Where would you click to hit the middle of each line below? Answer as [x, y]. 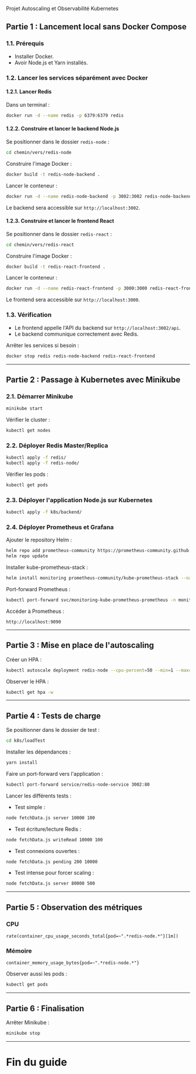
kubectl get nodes [28, 431]
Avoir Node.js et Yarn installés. [51, 62]
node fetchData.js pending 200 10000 [52, 862]
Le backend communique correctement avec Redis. [76, 334]
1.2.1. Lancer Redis [29, 92]
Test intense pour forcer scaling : [54, 873]
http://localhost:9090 [34, 622]
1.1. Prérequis [25, 43]
